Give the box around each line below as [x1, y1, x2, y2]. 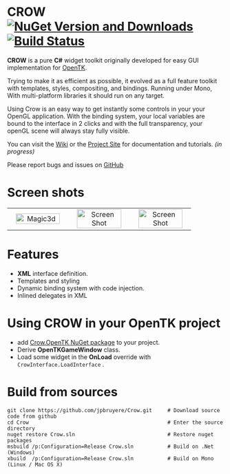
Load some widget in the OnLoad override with [17, 352, 151, 361]
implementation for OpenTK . [7, 63, 87, 72]
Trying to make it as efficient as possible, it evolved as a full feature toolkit [7, 76, 218, 85]
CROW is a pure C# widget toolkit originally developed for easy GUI [7, 56, 199, 64]
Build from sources [7, 384, 118, 400]
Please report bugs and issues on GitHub [7, 160, 124, 169]
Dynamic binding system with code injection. [17, 283, 145, 292]
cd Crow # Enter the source [7, 419, 224, 426]
